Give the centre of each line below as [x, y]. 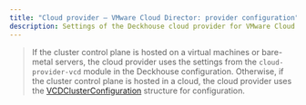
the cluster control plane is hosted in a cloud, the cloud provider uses [162, 81]
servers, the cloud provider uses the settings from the [156, 62]
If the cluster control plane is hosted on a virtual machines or [146, 52]
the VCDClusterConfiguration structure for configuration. [138, 91]
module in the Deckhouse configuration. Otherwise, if [184, 71]
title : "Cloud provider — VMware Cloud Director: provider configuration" [154, 18]
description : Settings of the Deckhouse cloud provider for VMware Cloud [153, 26]
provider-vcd [56, 72]
